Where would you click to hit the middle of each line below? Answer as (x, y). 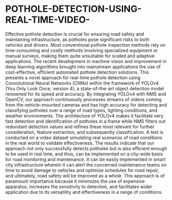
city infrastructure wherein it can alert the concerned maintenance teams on (86, 165)
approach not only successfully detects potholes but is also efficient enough (86, 148)
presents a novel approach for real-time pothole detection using (73, 77)
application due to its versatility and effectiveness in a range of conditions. (84, 192)
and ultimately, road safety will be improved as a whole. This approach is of (85, 175)
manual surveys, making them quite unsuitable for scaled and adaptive (80, 56)
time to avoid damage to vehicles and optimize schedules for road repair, (82, 170)
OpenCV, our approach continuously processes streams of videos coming (83, 99)
